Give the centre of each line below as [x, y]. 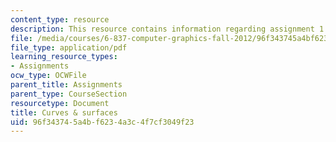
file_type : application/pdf [69, 47]
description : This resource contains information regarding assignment [162, 29]
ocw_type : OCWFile [48, 76]
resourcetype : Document [60, 103]
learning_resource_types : [64, 57]
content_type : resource [60, 19]
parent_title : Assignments [66, 85]
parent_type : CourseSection [69, 94]
